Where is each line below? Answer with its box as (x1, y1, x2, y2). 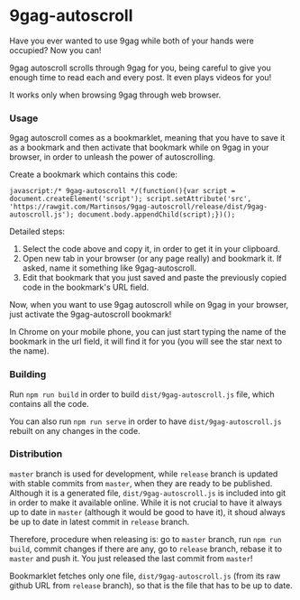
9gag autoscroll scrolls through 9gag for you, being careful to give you (9, 62, 272, 73)
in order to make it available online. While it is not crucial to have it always (9, 497, 282, 508)
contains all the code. (9, 398, 89, 409)
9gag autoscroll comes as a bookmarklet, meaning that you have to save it (9, 133, 286, 143)
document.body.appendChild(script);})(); (77, 210, 236, 219)
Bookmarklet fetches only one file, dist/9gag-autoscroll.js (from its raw (9, 570, 281, 581)
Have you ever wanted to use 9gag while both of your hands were (9, 35, 254, 46)
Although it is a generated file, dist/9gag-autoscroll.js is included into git (9, 487, 286, 498)
